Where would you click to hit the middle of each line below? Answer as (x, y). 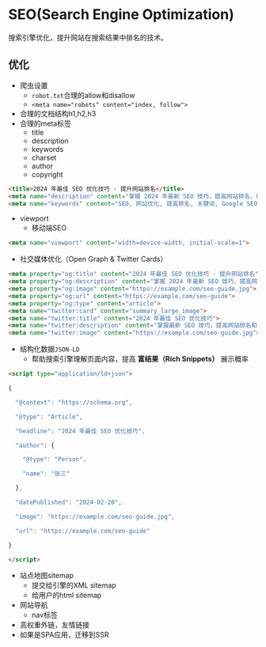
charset (44, 157)
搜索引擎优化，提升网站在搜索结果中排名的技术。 (88, 37)
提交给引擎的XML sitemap (74, 585)
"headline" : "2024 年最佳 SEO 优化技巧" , (80, 431)
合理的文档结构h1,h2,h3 (58, 113)
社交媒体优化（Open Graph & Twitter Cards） (93, 259)
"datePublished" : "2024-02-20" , (69, 502)
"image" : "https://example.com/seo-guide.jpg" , (95, 516)
